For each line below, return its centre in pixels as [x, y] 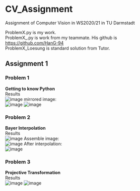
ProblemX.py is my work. [31, 32]
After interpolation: [43, 143]
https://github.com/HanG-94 [35, 43]
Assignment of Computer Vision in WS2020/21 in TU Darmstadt [70, 23]
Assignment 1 [27, 64]
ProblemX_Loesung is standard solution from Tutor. [58, 48]
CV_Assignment [39, 9]
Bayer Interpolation [26, 128]
